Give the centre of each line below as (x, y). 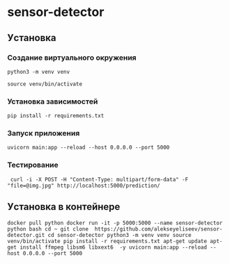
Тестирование (33, 165)
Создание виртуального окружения (72, 58)
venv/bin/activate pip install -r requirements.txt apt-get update (107, 241)
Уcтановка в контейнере (64, 207)
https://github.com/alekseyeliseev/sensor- (159, 229)
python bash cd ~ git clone (48, 229)
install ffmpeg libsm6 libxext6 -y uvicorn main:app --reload (114, 247)
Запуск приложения (44, 133)
